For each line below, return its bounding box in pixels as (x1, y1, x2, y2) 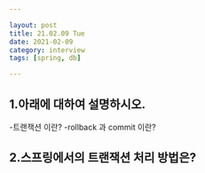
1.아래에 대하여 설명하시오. (9, 97, 146, 112)
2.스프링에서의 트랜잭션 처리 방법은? (9, 150, 197, 165)
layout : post (9, 20, 58, 29)
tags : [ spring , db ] (9, 54, 82, 63)
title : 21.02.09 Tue (9, 28, 86, 38)
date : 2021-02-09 (9, 37, 74, 46)
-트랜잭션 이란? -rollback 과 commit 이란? (9, 122, 157, 132)
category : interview (9, 45, 86, 54)
